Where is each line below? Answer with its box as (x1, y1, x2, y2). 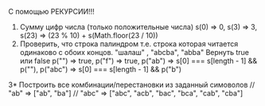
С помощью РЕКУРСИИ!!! (8, 7, 95, 16)
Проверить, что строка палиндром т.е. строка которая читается (19, 39, 239, 49)
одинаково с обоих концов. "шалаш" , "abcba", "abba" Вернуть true (19, 48, 249, 57)
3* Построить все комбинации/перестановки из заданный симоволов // (8, 80, 255, 89)
